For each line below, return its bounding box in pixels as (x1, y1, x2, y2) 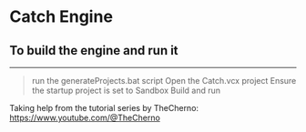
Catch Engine (9, 6, 114, 27)
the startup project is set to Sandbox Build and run (31, 85, 221, 96)
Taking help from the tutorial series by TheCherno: (9, 103, 199, 113)
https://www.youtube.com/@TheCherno (9, 112, 161, 123)
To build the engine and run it (9, 43, 179, 58)
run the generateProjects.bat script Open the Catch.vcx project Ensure (31, 76, 297, 86)
